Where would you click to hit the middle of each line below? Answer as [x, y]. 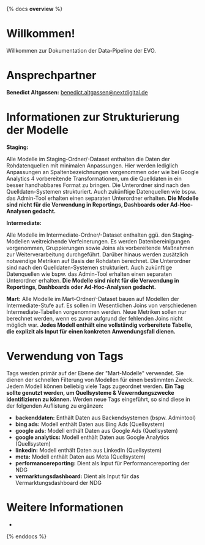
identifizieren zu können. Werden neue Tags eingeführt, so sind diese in [99, 399]
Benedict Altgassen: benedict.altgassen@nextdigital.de [77, 92]
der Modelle [37, 130]
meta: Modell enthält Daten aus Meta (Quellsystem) [80, 457]
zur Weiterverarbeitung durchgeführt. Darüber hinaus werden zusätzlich [97, 254]
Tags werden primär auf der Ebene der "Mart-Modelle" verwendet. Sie [95, 373]
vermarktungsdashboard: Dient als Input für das [77, 476]
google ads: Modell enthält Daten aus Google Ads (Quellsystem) [97, 430]
